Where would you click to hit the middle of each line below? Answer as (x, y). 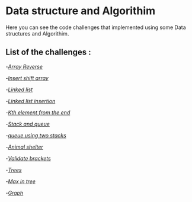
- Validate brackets (28, 158)
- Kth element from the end (38, 112)
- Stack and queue (28, 124)
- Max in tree (21, 181)
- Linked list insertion (31, 101)
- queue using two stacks (36, 135)
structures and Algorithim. (37, 33)
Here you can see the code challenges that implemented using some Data (96, 27)
